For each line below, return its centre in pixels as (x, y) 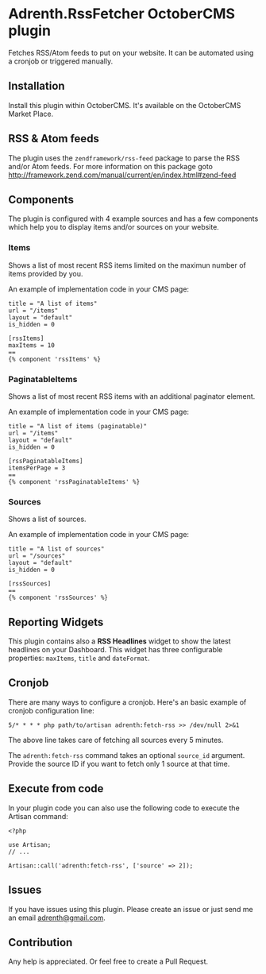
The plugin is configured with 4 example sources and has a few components (133, 218)
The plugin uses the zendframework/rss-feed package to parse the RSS (124, 158)
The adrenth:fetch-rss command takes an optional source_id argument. (127, 755)
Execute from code (56, 788)
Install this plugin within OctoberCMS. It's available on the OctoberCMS (125, 105)
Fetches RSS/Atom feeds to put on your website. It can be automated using (131, 52)
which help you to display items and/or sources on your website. (114, 227)
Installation (37, 86)
